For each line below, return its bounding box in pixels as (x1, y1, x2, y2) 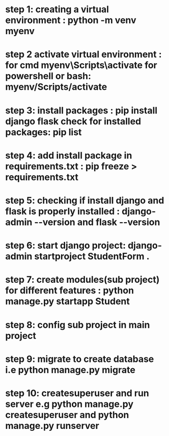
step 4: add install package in (5, 150, 132, 161)
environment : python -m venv (5, 14, 136, 26)
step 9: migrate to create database (5, 353, 154, 365)
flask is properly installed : (5, 205, 120, 217)
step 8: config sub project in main (5, 319, 150, 330)
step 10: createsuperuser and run (5, 387, 149, 399)
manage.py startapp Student (5, 296, 130, 307)
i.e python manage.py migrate (5, 364, 136, 376)
